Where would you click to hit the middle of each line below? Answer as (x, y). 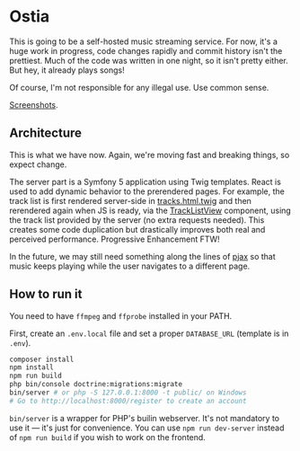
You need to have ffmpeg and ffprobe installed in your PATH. (121, 315)
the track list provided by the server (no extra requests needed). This (137, 220)
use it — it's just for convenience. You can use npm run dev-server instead (147, 428)
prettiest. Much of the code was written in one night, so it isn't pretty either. (149, 60)
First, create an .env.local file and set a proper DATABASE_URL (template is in (149, 333)
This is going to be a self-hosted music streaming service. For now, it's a (144, 41)
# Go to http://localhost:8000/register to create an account (128, 401)
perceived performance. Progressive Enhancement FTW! (115, 239)
